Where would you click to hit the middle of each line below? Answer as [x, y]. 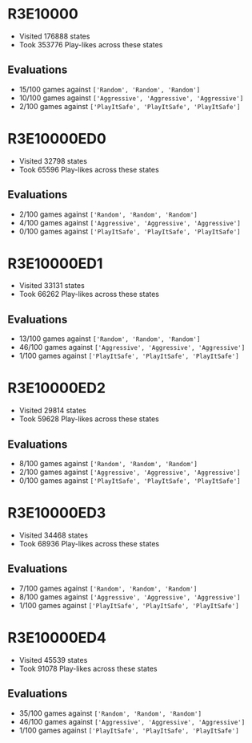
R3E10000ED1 [55, 264]
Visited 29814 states [53, 411]
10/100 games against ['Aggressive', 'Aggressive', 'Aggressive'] [131, 98]
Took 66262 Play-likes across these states [89, 294]
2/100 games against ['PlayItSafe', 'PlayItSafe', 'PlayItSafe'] [130, 106]
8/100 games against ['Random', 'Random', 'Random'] [108, 463]
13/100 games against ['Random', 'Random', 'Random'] [110, 339]
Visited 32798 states [53, 160]
